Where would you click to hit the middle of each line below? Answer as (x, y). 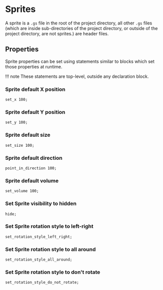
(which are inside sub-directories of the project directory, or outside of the (81, 28)
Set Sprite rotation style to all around (51, 249)
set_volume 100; (22, 191)
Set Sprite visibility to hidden (41, 204)
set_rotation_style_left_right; (39, 237)
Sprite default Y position (35, 112)
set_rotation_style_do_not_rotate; (42, 283)
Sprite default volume (32, 181)
